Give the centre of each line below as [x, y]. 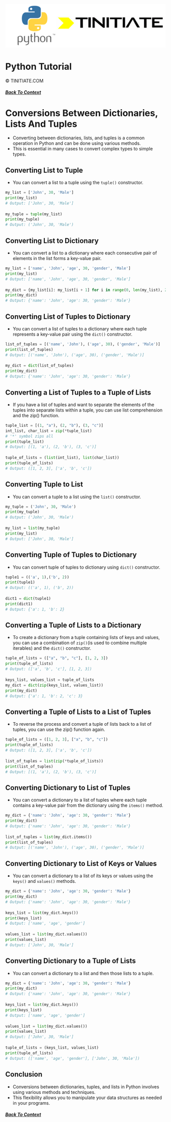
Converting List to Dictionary [52, 240]
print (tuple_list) [25, 442]
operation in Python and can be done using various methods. [77, 143]
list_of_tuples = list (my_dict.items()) [49, 837]
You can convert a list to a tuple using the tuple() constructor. [78, 183]
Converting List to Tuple [44, 170]
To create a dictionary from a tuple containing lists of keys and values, [86, 637]
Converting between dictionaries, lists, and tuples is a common [79, 138]
